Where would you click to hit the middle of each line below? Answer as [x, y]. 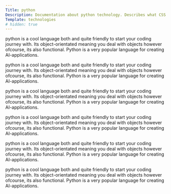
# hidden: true [22, 24]
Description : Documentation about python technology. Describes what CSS [86, 15]
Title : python [20, 10]
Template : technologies [31, 19]
